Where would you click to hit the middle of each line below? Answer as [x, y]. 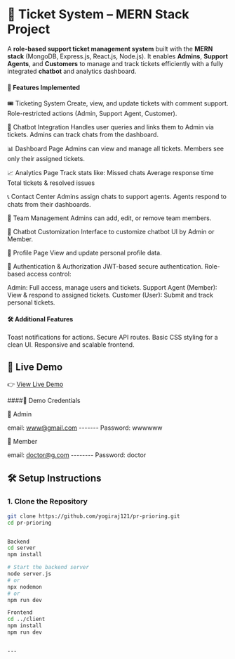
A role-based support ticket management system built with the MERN [110, 49]
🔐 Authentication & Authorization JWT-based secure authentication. [105, 267]
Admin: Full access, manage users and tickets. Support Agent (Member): [112, 288]
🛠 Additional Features [40, 319]
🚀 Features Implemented [44, 87]
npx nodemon [25, 587]
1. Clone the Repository [47, 501]
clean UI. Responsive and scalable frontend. [71, 345]
